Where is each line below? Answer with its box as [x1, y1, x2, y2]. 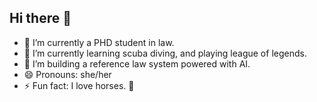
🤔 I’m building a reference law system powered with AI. [23, 57, 251, 70]
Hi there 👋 [9, 10, 72, 27]
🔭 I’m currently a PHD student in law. [23, 36, 175, 48]
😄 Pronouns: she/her [23, 68, 112, 80]
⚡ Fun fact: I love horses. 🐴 [23, 79, 135, 91]
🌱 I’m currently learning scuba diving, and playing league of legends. [23, 47, 307, 59]
